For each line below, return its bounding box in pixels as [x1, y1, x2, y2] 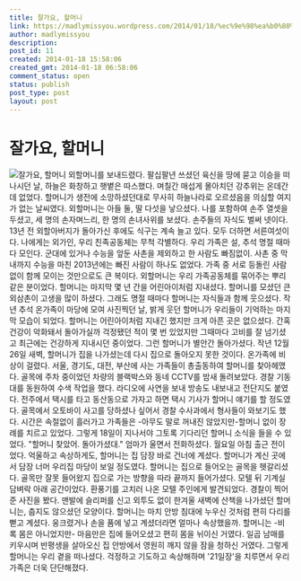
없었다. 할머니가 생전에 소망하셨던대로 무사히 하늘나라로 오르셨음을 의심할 [18, 192, 275, 203]
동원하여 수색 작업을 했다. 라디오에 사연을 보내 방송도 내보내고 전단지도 [25, 383, 272, 393]
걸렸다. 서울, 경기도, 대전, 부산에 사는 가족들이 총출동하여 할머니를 [25, 360, 255, 371]
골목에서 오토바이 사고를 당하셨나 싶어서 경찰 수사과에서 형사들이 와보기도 [21, 405, 278, 416]
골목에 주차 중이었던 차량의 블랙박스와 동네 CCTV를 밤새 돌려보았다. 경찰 [21, 372, 275, 383]
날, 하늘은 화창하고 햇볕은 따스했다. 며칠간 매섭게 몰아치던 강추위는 [32, 180, 265, 191]
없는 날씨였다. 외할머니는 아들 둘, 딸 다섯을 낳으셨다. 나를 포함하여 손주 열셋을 [18, 203, 288, 214]
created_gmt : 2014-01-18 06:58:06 [9, 64, 139, 73]
